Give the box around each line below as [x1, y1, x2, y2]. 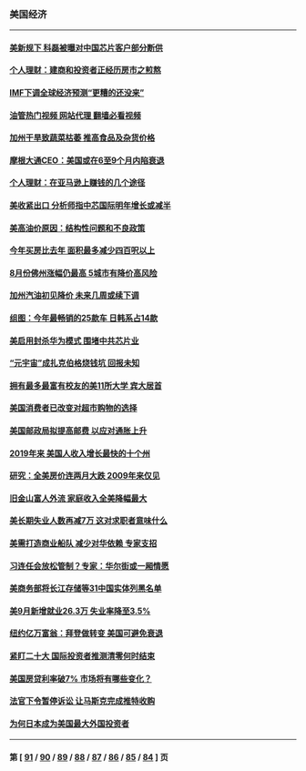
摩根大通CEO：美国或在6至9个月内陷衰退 [9, 155, 165, 166]
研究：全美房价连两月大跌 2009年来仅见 [9, 471, 161, 482]
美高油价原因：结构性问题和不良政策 [9, 222, 146, 233]
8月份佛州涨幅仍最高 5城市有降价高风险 [9, 267, 158, 279]
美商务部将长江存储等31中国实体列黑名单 [9, 583, 162, 593]
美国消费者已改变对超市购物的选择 [9, 402, 138, 413]
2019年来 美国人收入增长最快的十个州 [9, 448, 150, 459]
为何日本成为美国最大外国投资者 [9, 717, 129, 729]
